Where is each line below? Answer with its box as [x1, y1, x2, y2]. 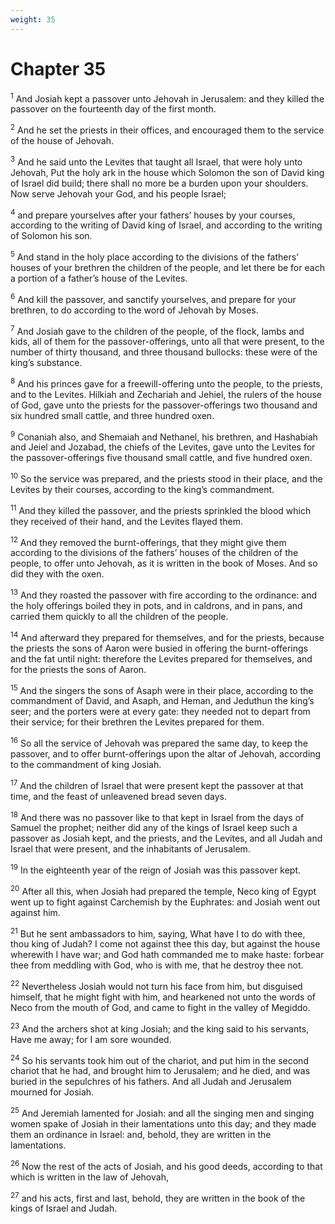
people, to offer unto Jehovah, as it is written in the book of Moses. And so [10, 557, 318, 570]
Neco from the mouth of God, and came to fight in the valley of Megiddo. [10, 1002, 311, 1013]
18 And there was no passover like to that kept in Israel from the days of [10, 809, 305, 823]
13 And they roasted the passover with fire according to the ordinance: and [10, 587, 317, 601]
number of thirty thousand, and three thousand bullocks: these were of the [10, 346, 318, 358]
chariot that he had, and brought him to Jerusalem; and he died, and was [10, 1065, 311, 1077]
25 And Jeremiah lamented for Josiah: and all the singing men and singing [10, 1106, 315, 1119]
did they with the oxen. [10, 568, 105, 580]
